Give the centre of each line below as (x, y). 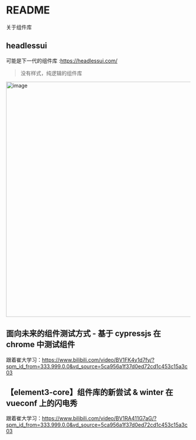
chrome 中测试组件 (40, 344)
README (28, 10)
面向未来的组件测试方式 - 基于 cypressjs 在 (84, 334)
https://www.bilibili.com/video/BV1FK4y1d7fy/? (98, 359)
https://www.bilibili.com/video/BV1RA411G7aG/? (99, 418)
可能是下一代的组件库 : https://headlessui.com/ (62, 60)
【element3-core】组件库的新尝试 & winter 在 (90, 392)
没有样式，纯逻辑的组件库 (51, 73)
